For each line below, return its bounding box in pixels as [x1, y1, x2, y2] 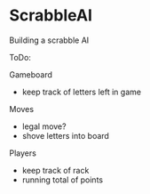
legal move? [21, 121, 67, 132]
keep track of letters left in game [21, 86, 142, 97]
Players [9, 148, 37, 158]
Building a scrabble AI [9, 35, 90, 45]
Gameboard [9, 69, 53, 80]
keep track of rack [21, 165, 90, 175]
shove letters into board [21, 130, 109, 141]
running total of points [21, 174, 104, 185]
